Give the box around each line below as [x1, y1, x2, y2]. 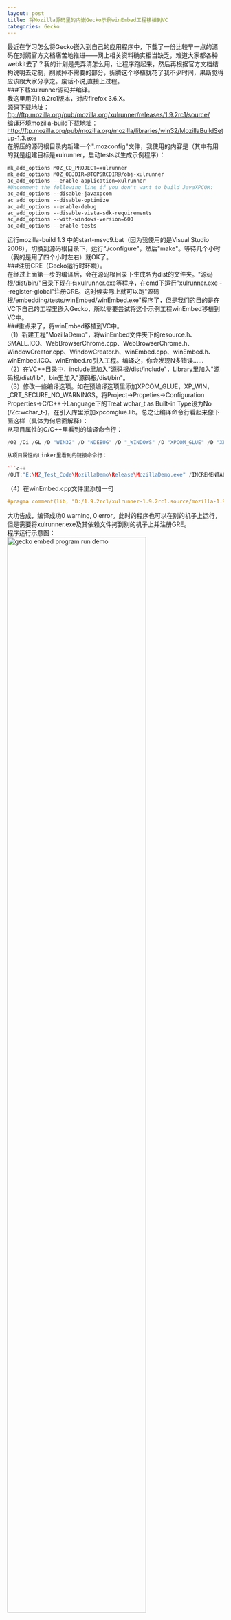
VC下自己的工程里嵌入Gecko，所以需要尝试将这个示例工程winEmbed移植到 [7, 305, 220, 313]
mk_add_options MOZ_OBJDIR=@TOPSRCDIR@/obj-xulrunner [7, 171, 165, 178]
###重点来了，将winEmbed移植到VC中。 [7, 322, 124, 330]
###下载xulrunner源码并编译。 [7, 86, 94, 94]
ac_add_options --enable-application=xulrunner [7, 177, 146, 185]
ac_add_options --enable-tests [7, 222, 97, 230]
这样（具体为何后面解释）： [12, 417, 89, 425]
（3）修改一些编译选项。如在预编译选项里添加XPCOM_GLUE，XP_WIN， [7, 382, 213, 390]
